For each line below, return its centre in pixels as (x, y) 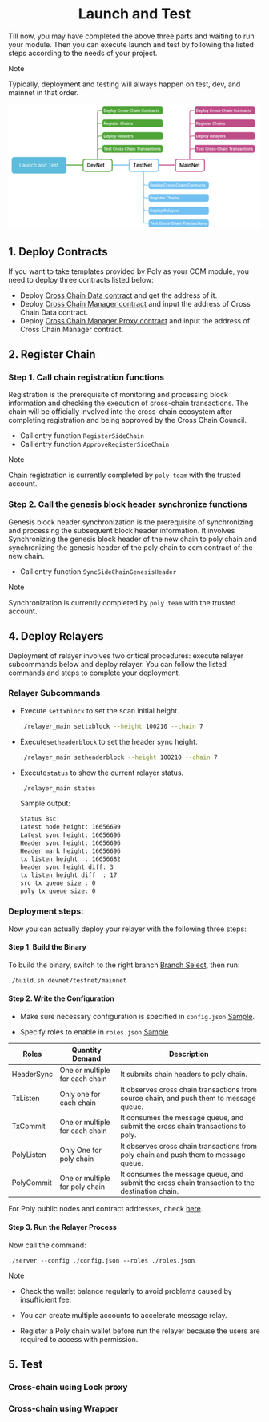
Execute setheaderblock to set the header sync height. (108, 741)
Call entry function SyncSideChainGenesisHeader (98, 571)
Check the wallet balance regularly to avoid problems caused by (126, 1291)
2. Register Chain (52, 354)
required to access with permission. (79, 1339)
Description (189, 1054)
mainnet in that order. (44, 92)
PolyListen (29, 1155)
